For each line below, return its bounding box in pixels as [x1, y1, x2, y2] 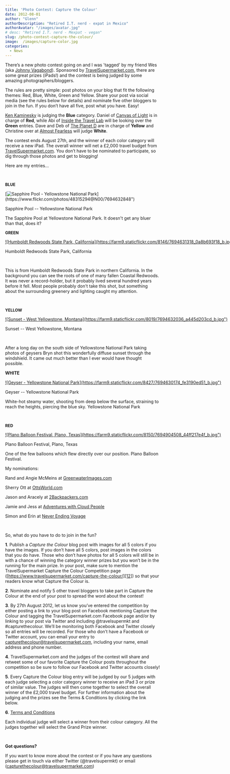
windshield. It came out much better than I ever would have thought [5, 355, 142, 361]
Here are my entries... [5, 163, 49, 169]
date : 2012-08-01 [5, 12, 41, 17]
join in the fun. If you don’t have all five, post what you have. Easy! [5, 103, 139, 109]
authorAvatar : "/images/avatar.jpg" [5, 26, 80, 30]
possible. [5, 360, 24, 366]
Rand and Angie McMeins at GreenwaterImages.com [5, 475, 112, 481]
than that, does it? [5, 220, 42, 226]
